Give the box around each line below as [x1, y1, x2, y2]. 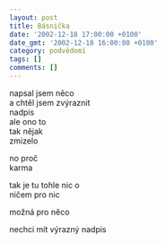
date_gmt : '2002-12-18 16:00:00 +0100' [9, 38, 159, 48]
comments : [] [9, 64, 58, 73]
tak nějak [9, 126, 43, 136]
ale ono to [9, 116, 47, 126]
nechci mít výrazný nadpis [9, 223, 107, 234]
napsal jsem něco [9, 87, 74, 99]
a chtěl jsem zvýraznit [9, 97, 91, 108]
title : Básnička [9, 22, 70, 30]
